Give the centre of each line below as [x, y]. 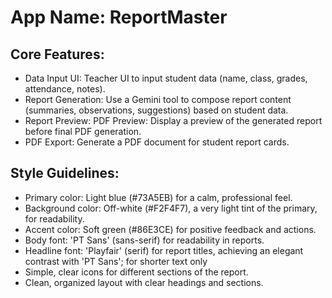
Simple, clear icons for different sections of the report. [136, 272]
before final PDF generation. [83, 131]
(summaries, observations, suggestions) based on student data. [156, 110]
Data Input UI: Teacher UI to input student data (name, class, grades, [166, 78]
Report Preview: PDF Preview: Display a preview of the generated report [173, 120]
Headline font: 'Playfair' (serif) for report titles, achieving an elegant [164, 250]
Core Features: [57, 54]
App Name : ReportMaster [119, 17]
